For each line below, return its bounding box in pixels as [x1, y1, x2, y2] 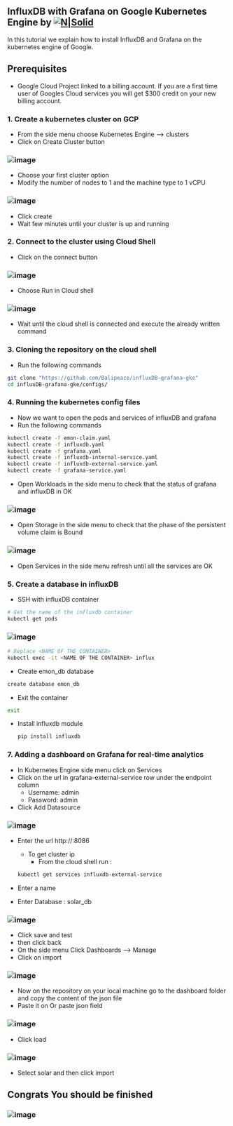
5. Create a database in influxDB [7, 579, 119, 589]
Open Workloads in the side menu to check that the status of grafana [17, 480, 217, 488]
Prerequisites [7, 63, 67, 75]
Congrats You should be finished [7, 1089, 153, 1101]
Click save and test [17, 931, 73, 939]
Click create [17, 212, 52, 220]
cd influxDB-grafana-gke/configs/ [7, 380, 108, 388]
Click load [17, 1035, 47, 1043]
